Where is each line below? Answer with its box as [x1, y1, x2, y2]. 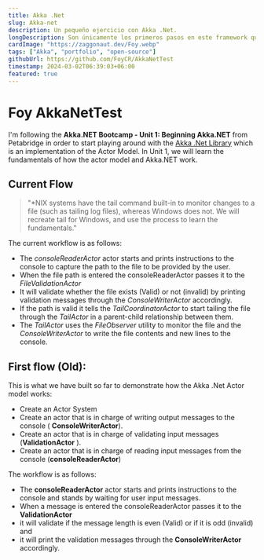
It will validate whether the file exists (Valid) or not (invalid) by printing [19, 287, 246, 297]
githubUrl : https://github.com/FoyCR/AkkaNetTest [8, 56, 174, 64]
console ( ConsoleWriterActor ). [19, 421, 123, 430]
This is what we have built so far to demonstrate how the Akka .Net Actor [8, 381, 245, 390]
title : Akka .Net [8, 11, 65, 20]
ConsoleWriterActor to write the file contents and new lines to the [19, 329, 231, 339]
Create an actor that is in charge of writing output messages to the [19, 413, 236, 423]
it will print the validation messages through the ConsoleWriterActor [19, 535, 242, 544]
